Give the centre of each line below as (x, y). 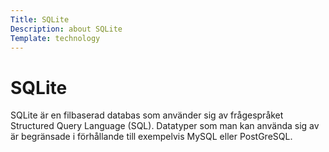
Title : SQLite (40, 19)
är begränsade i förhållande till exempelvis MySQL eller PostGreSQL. (151, 137)
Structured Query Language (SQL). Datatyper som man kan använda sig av (165, 126)
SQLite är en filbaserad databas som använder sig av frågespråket (147, 115)
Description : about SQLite (66, 29)
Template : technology (55, 38)
